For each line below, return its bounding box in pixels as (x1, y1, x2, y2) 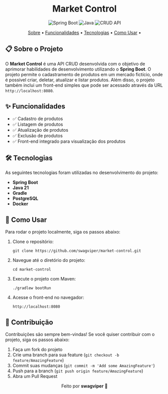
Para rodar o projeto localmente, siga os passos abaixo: (5, 229, 121, 235)
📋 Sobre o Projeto (5, 45, 63, 53)
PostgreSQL (12, 195, 39, 202)
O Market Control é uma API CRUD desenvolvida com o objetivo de (5, 61, 145, 67)
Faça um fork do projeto (12, 347, 63, 352)
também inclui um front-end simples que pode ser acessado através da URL (5, 82, 163, 88)
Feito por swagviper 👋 (61, 383, 108, 389)
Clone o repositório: (12, 239, 54, 245)
